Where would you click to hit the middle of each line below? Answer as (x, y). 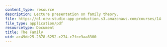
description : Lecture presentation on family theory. (62, 14)
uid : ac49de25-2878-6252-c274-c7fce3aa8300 (51, 37)
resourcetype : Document (30, 28)
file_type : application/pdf (34, 23)
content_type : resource (30, 10)
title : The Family (24, 32)
